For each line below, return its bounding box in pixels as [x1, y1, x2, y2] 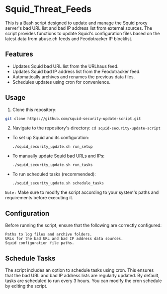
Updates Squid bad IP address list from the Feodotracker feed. [12, 68, 141, 74]
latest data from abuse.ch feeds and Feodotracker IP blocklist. [5, 36, 133, 42]
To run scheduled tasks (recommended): [12, 171, 96, 177]
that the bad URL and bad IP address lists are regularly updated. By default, [5, 273, 160, 279]
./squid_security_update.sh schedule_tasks [12, 181, 104, 186]
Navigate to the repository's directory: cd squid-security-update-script [12, 125, 161, 131]
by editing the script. [5, 283, 48, 289]
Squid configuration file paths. [5, 240, 75, 246]
